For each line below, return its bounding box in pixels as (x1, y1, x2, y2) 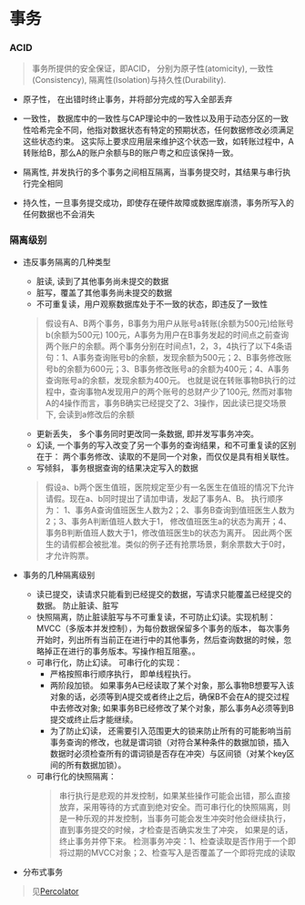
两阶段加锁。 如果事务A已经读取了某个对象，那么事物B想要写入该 (49, 679, 295, 690)
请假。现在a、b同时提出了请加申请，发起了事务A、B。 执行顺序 (45, 493, 284, 503)
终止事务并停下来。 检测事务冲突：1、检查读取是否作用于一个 (58, 835, 289, 847)
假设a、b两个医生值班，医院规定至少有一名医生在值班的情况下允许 (45, 482, 295, 493)
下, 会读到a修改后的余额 (45, 409, 135, 420)
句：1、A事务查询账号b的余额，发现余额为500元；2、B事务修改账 (45, 351, 292, 362)
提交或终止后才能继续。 (49, 714, 138, 725)
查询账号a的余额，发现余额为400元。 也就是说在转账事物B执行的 (45, 374, 289, 385)
